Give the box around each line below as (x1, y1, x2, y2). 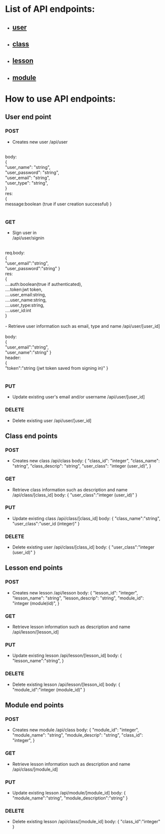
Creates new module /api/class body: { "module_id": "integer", (12, 727, 139, 733)
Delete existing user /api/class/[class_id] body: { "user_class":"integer (12, 544, 155, 550)
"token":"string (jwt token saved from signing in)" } (5, 365, 108, 371)
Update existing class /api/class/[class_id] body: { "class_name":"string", (12, 515, 161, 521)
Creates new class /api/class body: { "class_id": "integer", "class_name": (12, 458, 160, 464)
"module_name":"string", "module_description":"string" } (12, 795, 128, 801)
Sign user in (12, 230, 37, 236)
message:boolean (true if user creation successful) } (5, 201, 112, 207)
